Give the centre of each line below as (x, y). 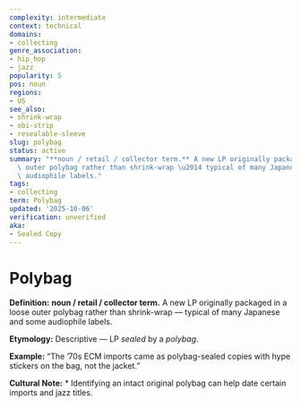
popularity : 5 (36, 76)
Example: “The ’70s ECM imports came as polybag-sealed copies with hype (150, 356)
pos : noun (28, 84)
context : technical (46, 26)
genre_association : (46, 51)
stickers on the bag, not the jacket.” (75, 366)
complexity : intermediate (57, 17)
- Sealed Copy (36, 233)
